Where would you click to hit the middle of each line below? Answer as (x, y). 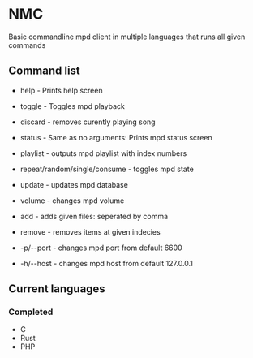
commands (27, 45)
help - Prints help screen (61, 90)
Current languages (57, 289)
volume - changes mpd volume (72, 201)
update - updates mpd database (74, 184)
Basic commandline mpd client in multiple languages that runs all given (127, 37)
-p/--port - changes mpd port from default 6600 (101, 248)
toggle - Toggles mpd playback (73, 106)
